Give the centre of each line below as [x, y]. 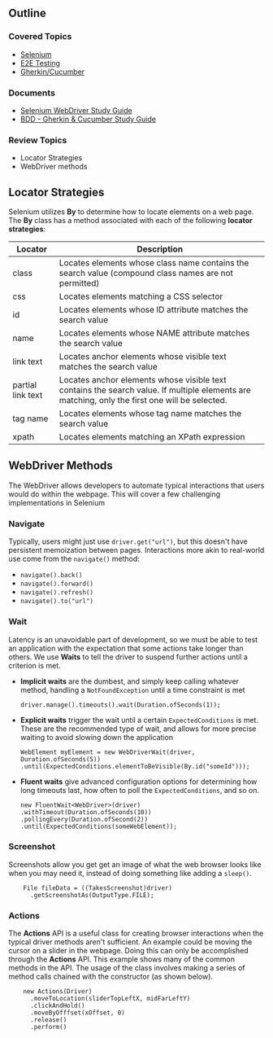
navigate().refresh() [56, 593]
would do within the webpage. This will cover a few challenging [115, 494]
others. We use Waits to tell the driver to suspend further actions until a [128, 657]
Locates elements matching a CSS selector [141, 296]
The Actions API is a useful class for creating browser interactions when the [136, 933]
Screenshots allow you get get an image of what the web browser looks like [135, 864]
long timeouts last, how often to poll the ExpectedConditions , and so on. [140, 790]
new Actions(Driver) [58, 992]
